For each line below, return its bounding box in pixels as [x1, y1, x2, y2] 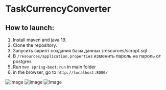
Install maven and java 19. [12, 37, 67, 43]
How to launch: [5, 23, 55, 32]
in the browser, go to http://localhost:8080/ [12, 69, 108, 75]
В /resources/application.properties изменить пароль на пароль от [12, 53, 161, 59]
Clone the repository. [12, 42, 57, 48]
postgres [12, 58, 32, 64]
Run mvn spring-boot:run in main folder [12, 64, 96, 70]
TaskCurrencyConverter [5, 3, 111, 15]
